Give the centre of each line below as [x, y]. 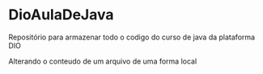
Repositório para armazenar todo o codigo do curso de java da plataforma [132, 37]
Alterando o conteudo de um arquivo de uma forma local [103, 61]
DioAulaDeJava [62, 15]
